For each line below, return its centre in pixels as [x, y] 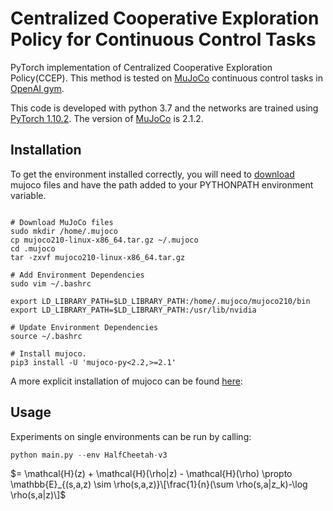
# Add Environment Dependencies [77, 275]
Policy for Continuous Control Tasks [163, 39]
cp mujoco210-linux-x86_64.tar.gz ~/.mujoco [104, 240]
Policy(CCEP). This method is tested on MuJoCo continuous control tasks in [166, 78]
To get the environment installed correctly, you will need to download [152, 174]
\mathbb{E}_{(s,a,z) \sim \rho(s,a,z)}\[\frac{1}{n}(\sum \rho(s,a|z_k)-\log [159, 484]
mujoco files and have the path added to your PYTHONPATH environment [162, 184]
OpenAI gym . [37, 88]
